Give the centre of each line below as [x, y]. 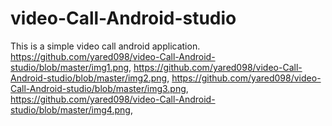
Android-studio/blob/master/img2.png [89, 78]
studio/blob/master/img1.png [69, 67]
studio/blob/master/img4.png [70, 109]
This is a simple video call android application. [105, 46]
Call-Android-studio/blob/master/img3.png [98, 88]
